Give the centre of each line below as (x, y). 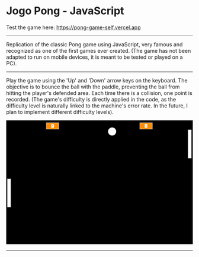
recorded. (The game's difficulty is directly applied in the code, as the (91, 99)
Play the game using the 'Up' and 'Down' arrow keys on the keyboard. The (97, 80)
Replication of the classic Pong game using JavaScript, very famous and (94, 44)
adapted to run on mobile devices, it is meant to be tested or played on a (94, 57)
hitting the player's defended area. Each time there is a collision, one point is (99, 93)
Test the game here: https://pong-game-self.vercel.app (73, 27)
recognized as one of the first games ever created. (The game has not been (99, 50)
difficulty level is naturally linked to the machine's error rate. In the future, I (97, 106)
